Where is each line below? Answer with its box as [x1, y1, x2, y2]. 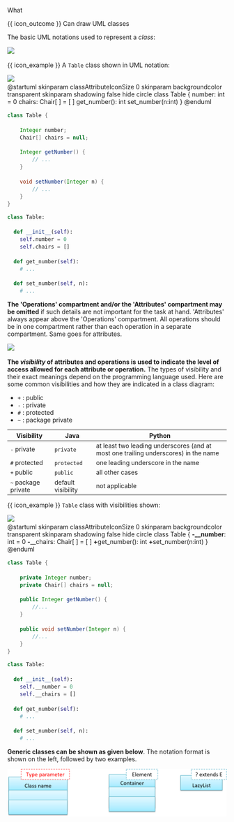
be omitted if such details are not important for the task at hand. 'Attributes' [7, 307, 224, 316]
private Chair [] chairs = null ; [19, 581, 114, 589]
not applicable [96, 482, 137, 490]
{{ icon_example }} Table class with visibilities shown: [7, 501, 161, 509]
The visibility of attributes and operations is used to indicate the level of [7, 358, 219, 366]
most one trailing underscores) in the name [96, 448, 219, 457]
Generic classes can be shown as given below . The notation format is [7, 747, 210, 756]
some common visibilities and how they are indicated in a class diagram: [7, 380, 214, 388]
